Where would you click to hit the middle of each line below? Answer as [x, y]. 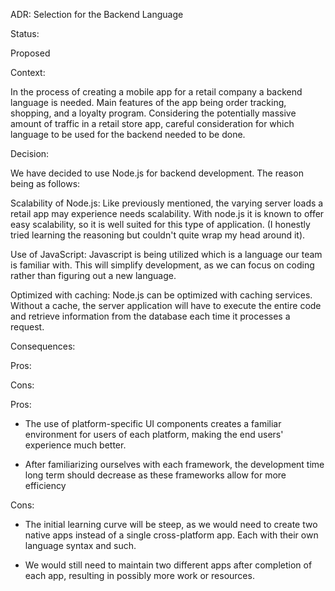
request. [27, 327]
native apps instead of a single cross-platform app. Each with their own [171, 535]
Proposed [30, 53]
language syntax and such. [80, 545]
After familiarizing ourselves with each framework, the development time [174, 464]
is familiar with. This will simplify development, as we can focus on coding [162, 265]
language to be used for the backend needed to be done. [128, 134]
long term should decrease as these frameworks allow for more [155, 475]
